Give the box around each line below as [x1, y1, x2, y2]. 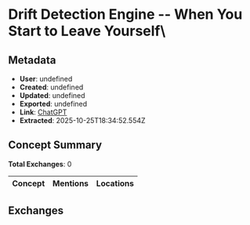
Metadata [8, 53, 56, 67]
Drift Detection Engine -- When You [8, 5, 243, 24]
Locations [96, 178, 135, 189]
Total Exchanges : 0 [8, 159, 72, 169]
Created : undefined [19, 82, 84, 92]
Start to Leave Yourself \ [8, 22, 166, 40]
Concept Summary [8, 139, 103, 152]
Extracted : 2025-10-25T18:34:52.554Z [19, 116, 147, 125]
